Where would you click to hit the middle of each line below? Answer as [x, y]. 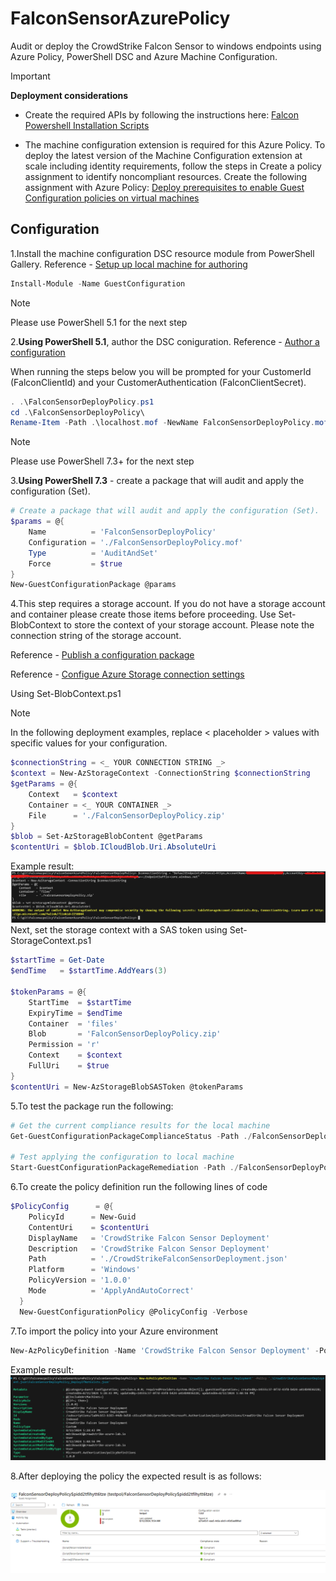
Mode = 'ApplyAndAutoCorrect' [111, 1291]
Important [30, 76]
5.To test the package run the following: [92, 1106]
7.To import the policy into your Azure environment [114, 1331]
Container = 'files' [73, 1023]
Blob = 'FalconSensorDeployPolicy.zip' [125, 1034]
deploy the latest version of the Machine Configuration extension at [163, 155]
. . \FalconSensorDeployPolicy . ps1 [82, 402]
